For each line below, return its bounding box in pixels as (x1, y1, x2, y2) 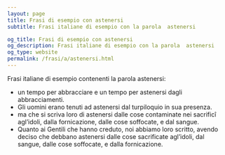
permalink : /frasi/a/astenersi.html (7, 55, 114, 63)
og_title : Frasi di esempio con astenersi (7, 36, 133, 43)
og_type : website (7, 49, 58, 56)
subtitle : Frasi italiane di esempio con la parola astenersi (7, 23, 196, 30)
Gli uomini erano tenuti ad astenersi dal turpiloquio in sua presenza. (17, 103, 212, 111)
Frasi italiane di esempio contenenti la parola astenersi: (7, 74, 166, 82)
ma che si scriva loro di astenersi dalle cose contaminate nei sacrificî (17, 110, 217, 119)
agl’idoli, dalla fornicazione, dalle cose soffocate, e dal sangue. (17, 117, 200, 126)
